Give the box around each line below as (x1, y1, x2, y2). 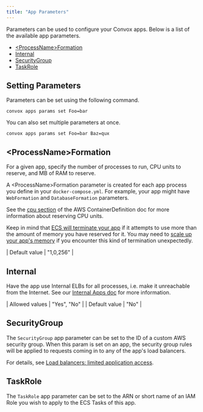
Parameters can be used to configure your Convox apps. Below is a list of (6, 25, 190, 33)
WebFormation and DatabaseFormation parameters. (6, 194, 129, 202)
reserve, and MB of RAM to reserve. (6, 170, 96, 177)
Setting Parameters (6, 81, 81, 91)
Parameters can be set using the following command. (6, 96, 139, 104)
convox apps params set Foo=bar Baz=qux (6, 131, 110, 137)
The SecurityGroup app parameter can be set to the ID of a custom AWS (6, 334, 186, 341)
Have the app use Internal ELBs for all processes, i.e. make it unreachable (6, 282, 190, 290)
